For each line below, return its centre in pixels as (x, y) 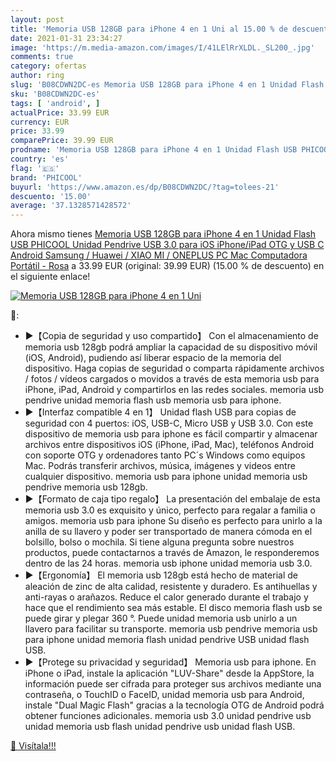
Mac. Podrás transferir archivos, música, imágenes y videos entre (160, 466)
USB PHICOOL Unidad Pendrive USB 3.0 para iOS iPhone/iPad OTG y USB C (167, 245)
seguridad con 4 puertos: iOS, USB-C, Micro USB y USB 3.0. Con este (169, 423)
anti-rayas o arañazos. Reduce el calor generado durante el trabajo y (166, 597)
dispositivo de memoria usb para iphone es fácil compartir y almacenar (171, 434)
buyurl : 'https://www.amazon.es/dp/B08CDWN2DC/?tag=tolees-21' (145, 187)
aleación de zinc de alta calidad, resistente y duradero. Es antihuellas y (171, 587)
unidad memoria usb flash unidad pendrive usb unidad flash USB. (160, 727)
